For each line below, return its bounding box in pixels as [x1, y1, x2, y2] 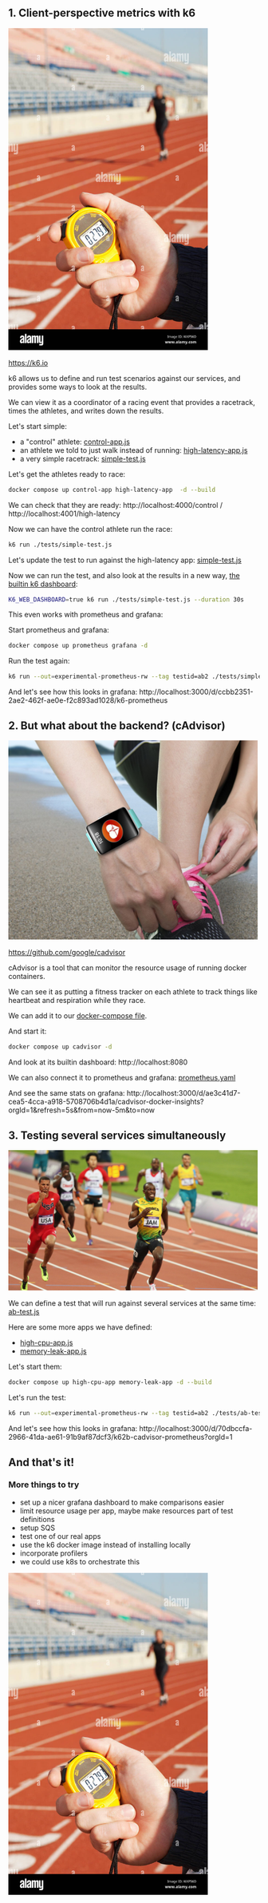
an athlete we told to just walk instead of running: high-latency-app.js [19, 445, 248, 454]
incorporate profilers [19, 1548, 88, 1558]
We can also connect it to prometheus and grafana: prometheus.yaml [8, 1073, 236, 1083]
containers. [8, 972, 45, 981]
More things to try [8, 1479, 80, 1490]
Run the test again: [8, 656, 70, 666]
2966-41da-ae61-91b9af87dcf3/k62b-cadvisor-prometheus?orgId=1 [8, 1433, 233, 1442]
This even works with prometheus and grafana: [8, 610, 164, 620]
